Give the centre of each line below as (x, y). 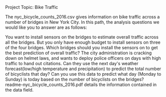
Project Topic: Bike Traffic (32, 7)
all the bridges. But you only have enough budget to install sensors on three (83, 42)
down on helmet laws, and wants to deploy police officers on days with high (83, 58)
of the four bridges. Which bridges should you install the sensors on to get (82, 48)
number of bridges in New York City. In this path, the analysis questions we (82, 22)
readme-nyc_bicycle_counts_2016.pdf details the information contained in (81, 85)
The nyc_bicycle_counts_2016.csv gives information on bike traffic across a (83, 17)
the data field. (19, 90)
